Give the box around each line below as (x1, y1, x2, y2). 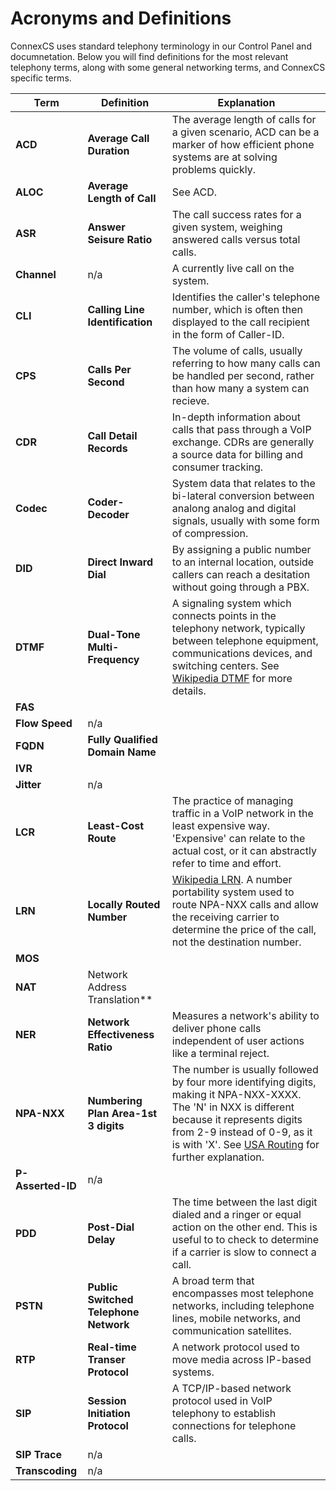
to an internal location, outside (171, 555, 315, 569)
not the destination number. (171, 935, 302, 949)
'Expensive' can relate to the (171, 831, 306, 845)
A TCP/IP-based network (171, 1381, 292, 1395)
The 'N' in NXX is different (171, 1100, 295, 1114)
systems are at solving (171, 150, 278, 164)
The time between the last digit (171, 1195, 318, 1209)
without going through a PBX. (171, 580, 310, 594)
